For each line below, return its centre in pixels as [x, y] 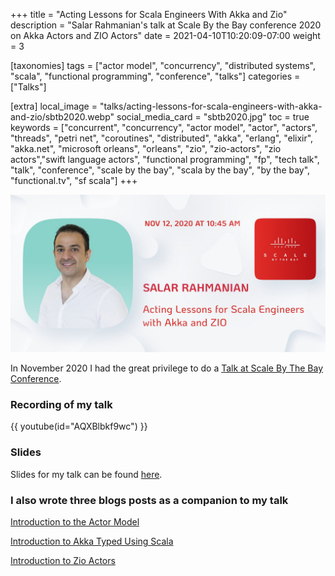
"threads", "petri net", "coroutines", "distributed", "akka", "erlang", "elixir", [162, 138]
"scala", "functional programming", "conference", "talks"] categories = [155, 76]
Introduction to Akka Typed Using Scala [92, 541]
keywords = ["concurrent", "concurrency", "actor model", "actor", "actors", [164, 127]
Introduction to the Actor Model [75, 521]
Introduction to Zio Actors [63, 560]
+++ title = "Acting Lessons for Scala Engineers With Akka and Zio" [149, 14]
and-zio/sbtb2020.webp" [62, 117]
